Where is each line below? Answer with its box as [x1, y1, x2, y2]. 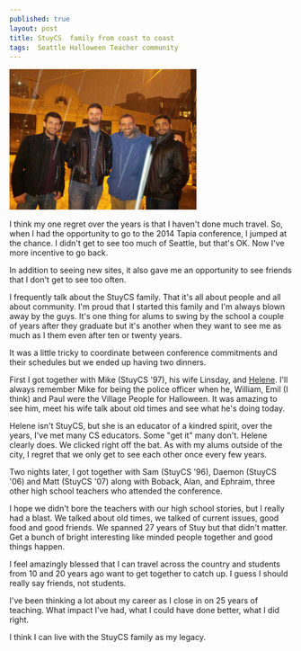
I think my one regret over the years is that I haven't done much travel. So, [9, 218, 283, 229]
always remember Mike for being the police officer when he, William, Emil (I [9, 384, 289, 395]
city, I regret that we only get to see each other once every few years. [9, 450, 268, 460]
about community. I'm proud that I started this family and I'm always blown [9, 301, 286, 312]
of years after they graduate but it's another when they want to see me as [9, 320, 282, 332]
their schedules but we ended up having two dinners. [9, 357, 207, 368]
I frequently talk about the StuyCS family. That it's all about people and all [9, 292, 281, 303]
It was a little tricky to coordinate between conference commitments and [9, 347, 278, 359]
